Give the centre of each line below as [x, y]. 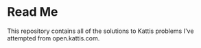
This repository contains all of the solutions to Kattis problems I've [100, 31]
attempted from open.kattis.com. [54, 38]
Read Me [33, 12]
